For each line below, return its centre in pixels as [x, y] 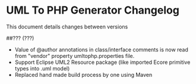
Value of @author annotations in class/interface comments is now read [102, 49]
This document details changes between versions [67, 27]
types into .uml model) [42, 68]
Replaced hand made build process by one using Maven [83, 75]
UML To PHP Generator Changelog [93, 10]
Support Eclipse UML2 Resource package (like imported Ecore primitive [102, 62]
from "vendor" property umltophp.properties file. [75, 56]
